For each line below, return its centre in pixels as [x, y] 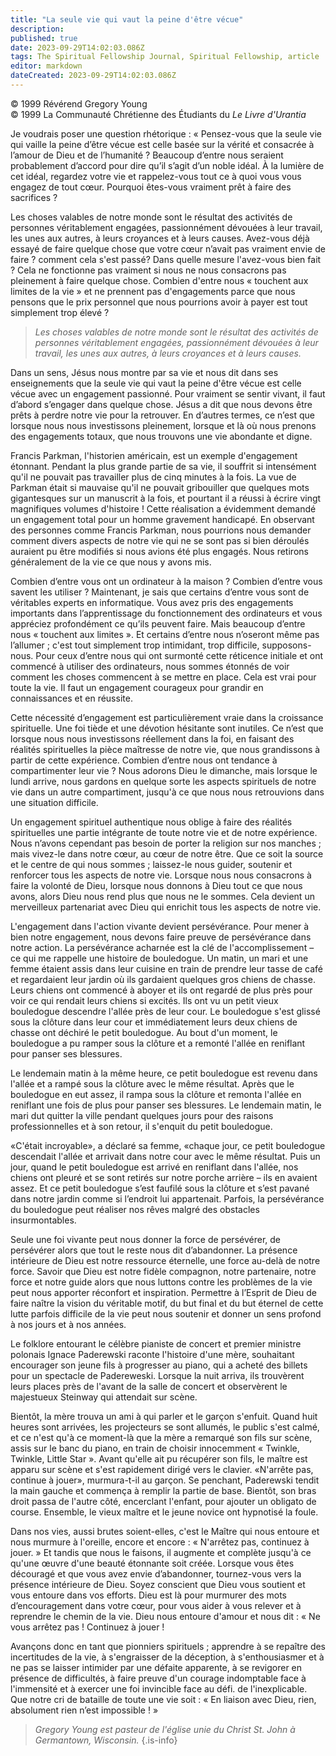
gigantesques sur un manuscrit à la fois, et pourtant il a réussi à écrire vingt [166, 498]
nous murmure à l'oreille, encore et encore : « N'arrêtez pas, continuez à [160, 1542]
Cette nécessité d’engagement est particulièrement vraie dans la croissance [167, 717]
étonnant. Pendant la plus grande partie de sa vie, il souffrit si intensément [163, 466]
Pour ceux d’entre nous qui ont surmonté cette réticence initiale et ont [179, 655]
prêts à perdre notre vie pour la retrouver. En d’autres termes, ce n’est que [162, 415]
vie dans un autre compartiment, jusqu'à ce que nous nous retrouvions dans [167, 792]
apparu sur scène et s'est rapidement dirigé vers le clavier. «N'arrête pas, [162, 1469]
